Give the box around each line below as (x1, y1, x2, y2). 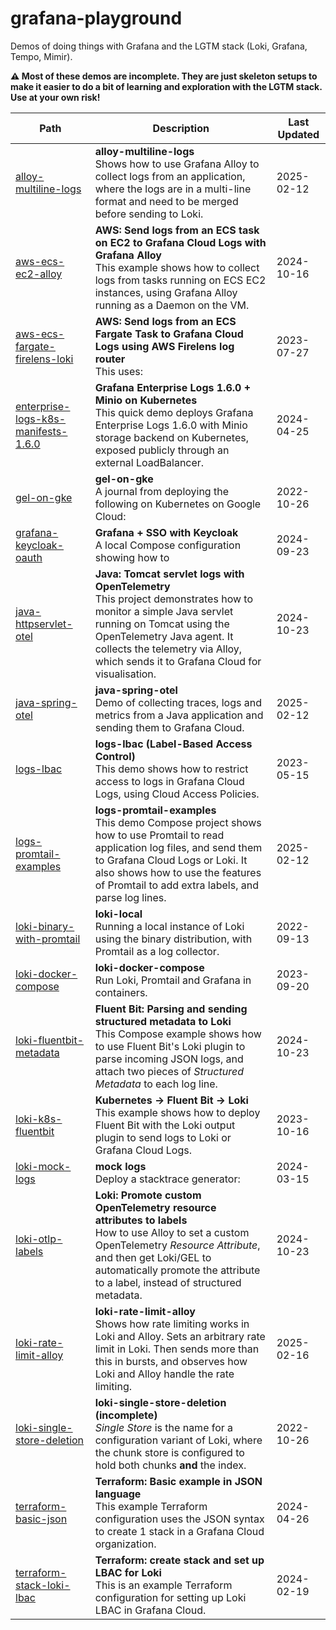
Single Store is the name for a (94, 1420, 234, 1434)
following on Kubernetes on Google (94, 497, 262, 511)
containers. (94, 985, 148, 999)
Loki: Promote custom (94, 1188, 202, 1202)
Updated (277, 127, 320, 141)
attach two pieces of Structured (94, 1064, 244, 1078)
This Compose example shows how (94, 1027, 262, 1041)
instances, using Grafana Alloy (94, 285, 238, 299)
